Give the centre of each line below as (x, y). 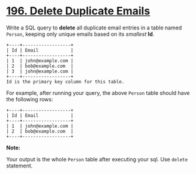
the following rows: (30, 99)
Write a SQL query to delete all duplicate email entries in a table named (94, 28)
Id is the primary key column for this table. (65, 82)
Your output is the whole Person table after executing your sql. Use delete (97, 159)
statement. (19, 166)
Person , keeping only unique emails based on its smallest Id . (80, 34)
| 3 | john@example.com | (40, 71)
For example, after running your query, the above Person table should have (98, 93)
